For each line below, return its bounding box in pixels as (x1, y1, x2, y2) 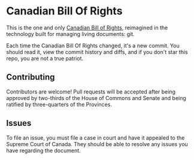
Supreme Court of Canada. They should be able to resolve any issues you (6, 140, 189, 147)
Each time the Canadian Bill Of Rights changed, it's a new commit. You (6, 42, 180, 49)
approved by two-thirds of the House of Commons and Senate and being (6, 94, 187, 101)
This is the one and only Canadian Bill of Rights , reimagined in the (6, 24, 168, 31)
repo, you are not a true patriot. (6, 55, 84, 62)
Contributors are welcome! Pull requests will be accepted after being (6, 88, 175, 95)
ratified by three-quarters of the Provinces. (6, 101, 113, 108)
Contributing (6, 72, 55, 82)
